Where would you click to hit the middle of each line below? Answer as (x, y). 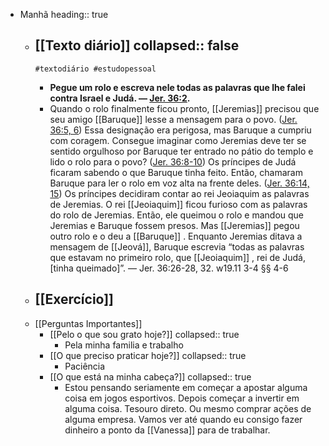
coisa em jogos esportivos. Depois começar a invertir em (182, 398)
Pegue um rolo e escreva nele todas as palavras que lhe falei (177, 87)
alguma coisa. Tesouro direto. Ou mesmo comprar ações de (188, 408)
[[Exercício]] (74, 299)
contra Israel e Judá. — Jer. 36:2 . (120, 98)
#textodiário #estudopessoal (95, 69)
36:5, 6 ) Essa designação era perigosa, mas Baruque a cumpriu (180, 130)
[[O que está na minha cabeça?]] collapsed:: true (150, 376)
